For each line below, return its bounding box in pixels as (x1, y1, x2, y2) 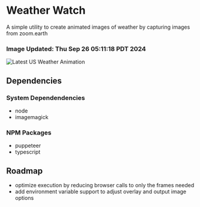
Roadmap (6, 166, 43, 176)
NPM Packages (6, 128, 52, 136)
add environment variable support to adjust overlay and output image (14, 188, 187, 195)
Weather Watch (6, 4, 86, 17)
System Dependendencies (6, 93, 85, 102)
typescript (14, 148, 41, 156)
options (14, 194, 34, 202)
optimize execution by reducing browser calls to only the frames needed (14, 182, 195, 189)
